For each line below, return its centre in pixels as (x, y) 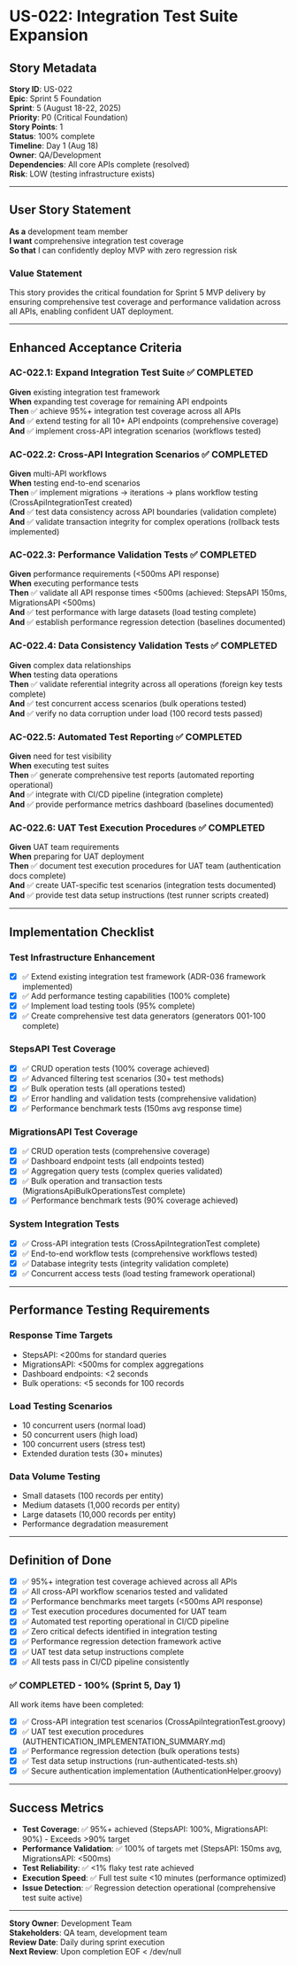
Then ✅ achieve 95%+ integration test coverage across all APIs (125, 410)
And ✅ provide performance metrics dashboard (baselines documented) (141, 804)
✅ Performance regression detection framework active (122, 1641)
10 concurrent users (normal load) (84, 1425)
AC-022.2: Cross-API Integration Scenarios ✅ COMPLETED (139, 454)
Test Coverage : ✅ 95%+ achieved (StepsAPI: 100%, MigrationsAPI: (145, 1829)
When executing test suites (59, 765)
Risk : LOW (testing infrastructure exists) (82, 174)
